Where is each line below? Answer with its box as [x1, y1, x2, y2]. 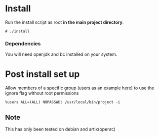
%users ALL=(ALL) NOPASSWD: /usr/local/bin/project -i [5, 100, 120, 105]
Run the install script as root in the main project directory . [5, 19, 124, 25]
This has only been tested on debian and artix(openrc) [5, 126, 116, 132]
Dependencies [5, 40, 41, 47]
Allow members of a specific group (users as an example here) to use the [5, 85, 155, 91]
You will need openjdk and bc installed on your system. [5, 51, 118, 57]
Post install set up [5, 68, 80, 80]
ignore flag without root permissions [5, 90, 79, 96]
